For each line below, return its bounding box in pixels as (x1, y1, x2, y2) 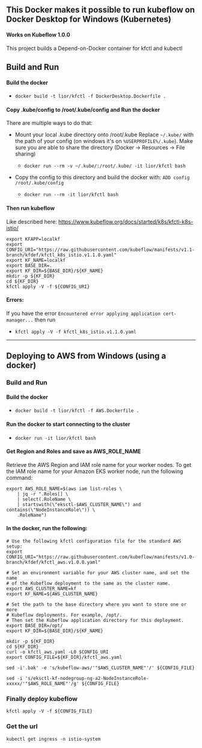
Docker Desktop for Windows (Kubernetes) (6, 14, 171, 25)
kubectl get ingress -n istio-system (6, 736, 101, 742)
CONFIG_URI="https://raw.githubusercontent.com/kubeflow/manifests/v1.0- (6, 554, 195, 560)
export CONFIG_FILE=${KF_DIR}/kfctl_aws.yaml (6, 654, 122, 660)
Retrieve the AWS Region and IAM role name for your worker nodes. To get (6, 461, 192, 468)
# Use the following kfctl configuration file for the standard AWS (6, 538, 182, 544)
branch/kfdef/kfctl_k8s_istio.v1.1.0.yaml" (6, 252, 117, 258)
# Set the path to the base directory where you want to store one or (6, 601, 187, 607)
